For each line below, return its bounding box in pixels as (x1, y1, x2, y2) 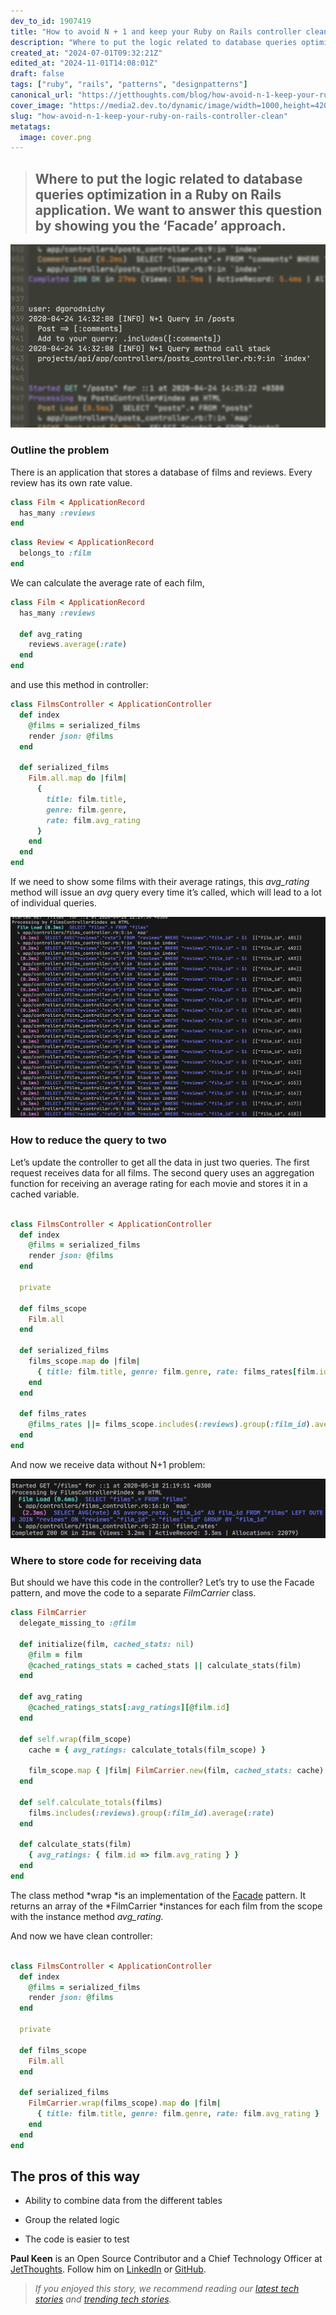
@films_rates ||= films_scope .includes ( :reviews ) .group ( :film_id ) (28, 1420, 311, 1430)
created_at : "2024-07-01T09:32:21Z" (10, 48, 163, 58)
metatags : (10, 121, 52, 132)
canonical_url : (10, 90, 74, 100)
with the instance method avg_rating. (10, 1910, 164, 1922)
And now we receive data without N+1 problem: (10, 1458, 206, 1470)
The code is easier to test (24, 2233, 130, 2245)
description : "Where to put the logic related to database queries (10, 37, 298, 47)
